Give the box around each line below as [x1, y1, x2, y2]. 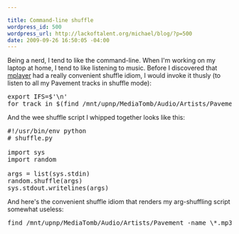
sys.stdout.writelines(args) [7, 184, 109, 193]
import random [7, 156, 57, 164]
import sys [7, 148, 46, 157]
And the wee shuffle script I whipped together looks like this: [7, 113, 185, 122]
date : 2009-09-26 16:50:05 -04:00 [7, 36, 110, 44]
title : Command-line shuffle [7, 16, 94, 24]
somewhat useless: [7, 205, 64, 214]
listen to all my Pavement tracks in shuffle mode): [7, 79, 152, 88]
